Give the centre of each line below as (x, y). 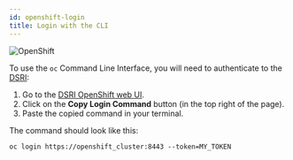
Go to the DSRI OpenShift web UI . (83, 95)
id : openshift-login (47, 17)
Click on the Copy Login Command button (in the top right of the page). (153, 103)
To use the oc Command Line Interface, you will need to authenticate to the (146, 68)
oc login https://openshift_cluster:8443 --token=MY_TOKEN (120, 147)
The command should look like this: (74, 130)
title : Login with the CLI (59, 26)
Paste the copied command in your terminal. (103, 113)
